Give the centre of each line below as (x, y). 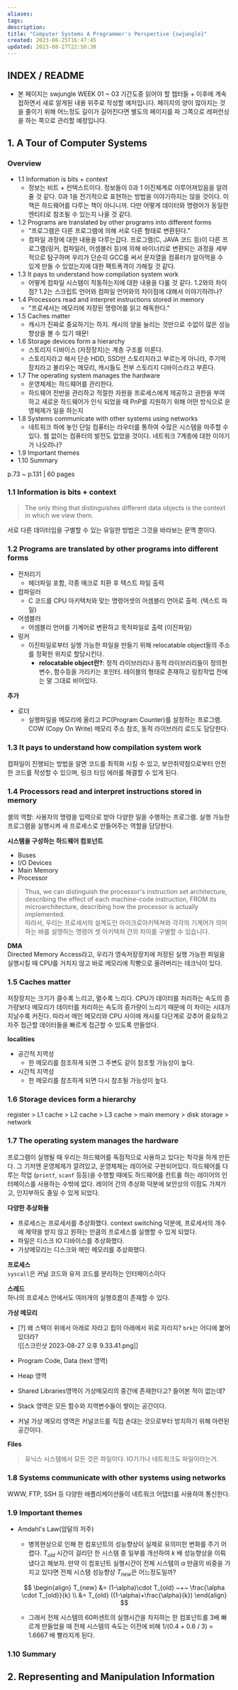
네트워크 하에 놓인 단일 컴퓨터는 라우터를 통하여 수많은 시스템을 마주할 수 (128, 426)
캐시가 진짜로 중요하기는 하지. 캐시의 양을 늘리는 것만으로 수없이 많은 (123, 324)
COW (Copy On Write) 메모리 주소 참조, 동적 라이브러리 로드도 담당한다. (128, 728)
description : (27, 27)
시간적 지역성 (36, 1071)
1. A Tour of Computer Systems (77, 143)
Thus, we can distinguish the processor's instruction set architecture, (126, 891)
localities (21, 1039)
